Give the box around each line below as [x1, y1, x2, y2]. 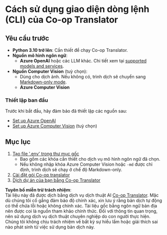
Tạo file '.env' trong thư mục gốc [12, 151, 80, 157]
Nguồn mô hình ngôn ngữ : [12, 52, 68, 58]
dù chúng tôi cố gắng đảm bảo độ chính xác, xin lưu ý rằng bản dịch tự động [5, 198, 163, 204]
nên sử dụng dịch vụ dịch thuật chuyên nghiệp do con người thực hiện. [5, 214, 151, 220]
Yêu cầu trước [5, 34, 49, 42]
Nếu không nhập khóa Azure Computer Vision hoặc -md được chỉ [19, 161, 153, 168]
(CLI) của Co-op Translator [5, 14, 118, 25]
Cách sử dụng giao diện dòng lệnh [5, 3, 150, 15]
